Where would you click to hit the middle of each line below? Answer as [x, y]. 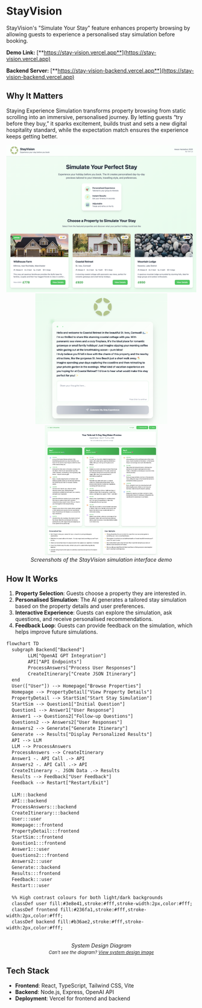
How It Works [32, 579]
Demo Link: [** [25, 52]
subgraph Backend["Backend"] [48, 649]
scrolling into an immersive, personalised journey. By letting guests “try [95, 117]
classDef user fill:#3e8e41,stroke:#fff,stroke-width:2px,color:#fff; [102, 903]
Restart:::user [31, 885]
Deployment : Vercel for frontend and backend [73, 998]
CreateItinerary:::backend [46, 813]
